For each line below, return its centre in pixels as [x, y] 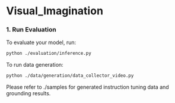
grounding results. [28, 93]
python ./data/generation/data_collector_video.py [70, 76]
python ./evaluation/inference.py [49, 54]
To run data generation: [35, 65]
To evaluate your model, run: [41, 42]
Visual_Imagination [55, 11]
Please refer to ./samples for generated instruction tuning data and [87, 87]
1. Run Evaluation [31, 30]
